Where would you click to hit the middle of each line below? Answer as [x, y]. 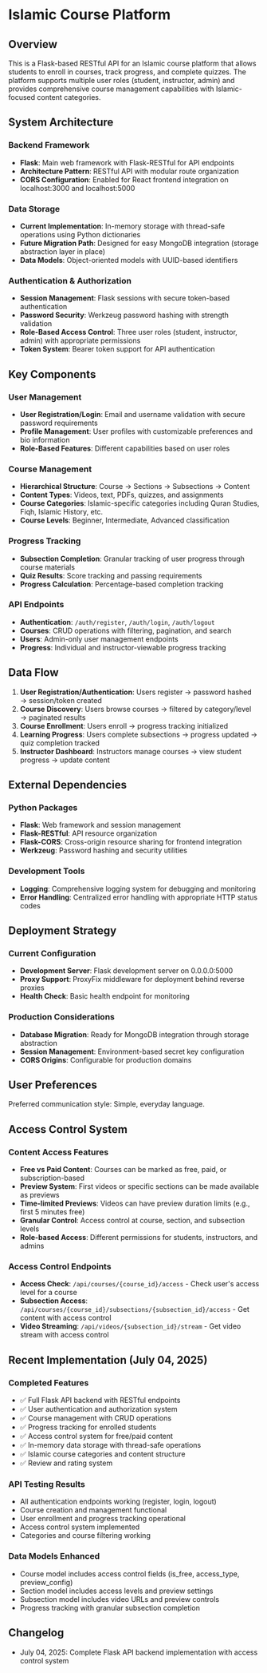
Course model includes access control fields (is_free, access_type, [130, 1574]
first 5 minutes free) [52, 1212]
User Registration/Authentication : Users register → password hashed [136, 692]
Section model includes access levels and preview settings [116, 1591]
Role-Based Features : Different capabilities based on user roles [125, 448]
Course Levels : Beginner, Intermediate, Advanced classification [124, 520]
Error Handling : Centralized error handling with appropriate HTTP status [138, 897]
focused [22, 97]
